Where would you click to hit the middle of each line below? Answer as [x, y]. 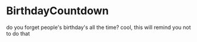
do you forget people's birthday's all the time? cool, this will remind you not [98, 27]
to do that [18, 33]
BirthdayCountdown [58, 11]
